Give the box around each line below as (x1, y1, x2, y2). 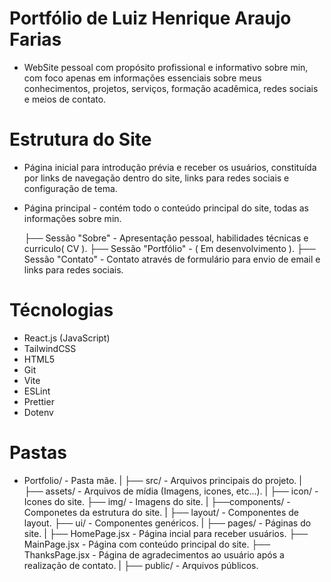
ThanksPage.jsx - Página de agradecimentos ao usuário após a (23, 548, 285, 561)
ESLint (23, 385, 51, 397)
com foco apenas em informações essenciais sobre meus (23, 72, 262, 84)
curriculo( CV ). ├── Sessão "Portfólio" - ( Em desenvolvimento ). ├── (23, 242, 316, 254)
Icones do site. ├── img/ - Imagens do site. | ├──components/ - (23, 495, 291, 507)
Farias (9, 28, 62, 51)
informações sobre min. (23, 212, 122, 224)
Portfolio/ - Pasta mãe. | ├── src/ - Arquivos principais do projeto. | (23, 474, 302, 486)
